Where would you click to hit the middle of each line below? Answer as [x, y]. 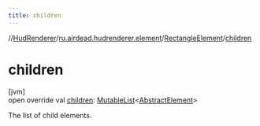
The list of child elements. [50, 115]
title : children [35, 15]
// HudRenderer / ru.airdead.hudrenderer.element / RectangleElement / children [130, 38]
